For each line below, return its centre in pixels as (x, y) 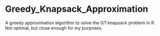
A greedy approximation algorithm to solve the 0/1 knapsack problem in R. (80, 23)
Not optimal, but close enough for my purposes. (54, 28)
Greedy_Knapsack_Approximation (77, 9)
